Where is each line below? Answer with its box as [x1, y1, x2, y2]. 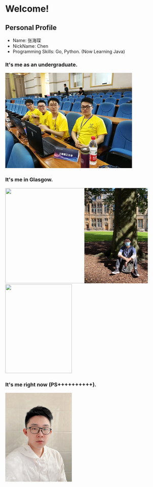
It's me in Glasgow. [5, 176, 53, 183]
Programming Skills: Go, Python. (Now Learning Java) [12, 49, 125, 54]
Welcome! [5, 3, 49, 15]
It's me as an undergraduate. [5, 61, 78, 68]
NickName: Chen [12, 43, 49, 49]
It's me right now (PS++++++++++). [5, 381, 97, 388]
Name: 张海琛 [12, 38, 42, 43]
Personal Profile [5, 23, 57, 32]
